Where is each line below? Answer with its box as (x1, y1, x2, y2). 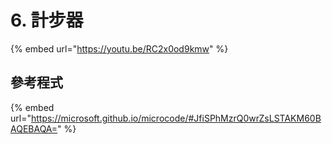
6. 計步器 (10, 9, 84, 32)
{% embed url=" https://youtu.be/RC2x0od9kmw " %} (10, 42, 229, 55)
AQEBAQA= (10, 122, 58, 135)
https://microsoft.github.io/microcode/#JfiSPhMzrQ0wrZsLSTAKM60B (30, 112, 322, 124)
